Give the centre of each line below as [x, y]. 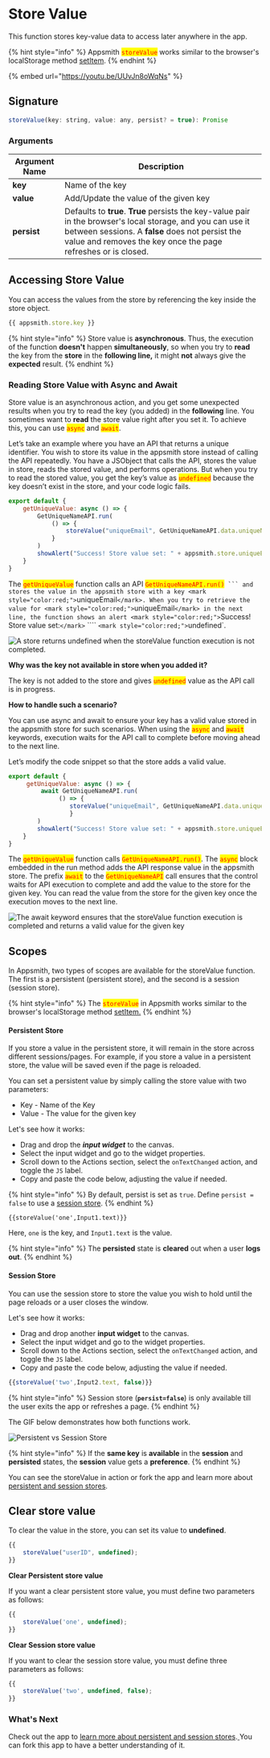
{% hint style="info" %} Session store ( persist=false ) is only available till [130, 1397]
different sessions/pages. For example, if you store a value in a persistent [130, 1057]
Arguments [31, 140]
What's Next [33, 1719]
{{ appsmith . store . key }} [51, 323]
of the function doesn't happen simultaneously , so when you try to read [129, 346]
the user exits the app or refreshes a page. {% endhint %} [104, 1406]
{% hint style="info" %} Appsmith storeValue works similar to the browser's [134, 52]
